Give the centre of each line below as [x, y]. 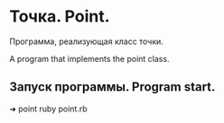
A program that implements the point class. [89, 58]
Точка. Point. [60, 17]
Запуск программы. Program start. [112, 87]
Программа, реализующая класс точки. [87, 41]
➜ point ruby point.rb [48, 109]
